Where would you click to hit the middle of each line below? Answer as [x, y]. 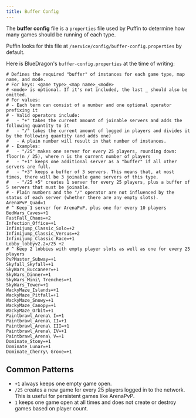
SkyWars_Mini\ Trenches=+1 [39, 279]
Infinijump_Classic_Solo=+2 [40, 228]
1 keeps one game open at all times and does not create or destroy [95, 402]
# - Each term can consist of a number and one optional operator [89, 105]
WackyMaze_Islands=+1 [33, 290]
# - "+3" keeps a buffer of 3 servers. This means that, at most [90, 172]
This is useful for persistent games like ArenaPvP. [75, 396]
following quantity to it [38, 126]
